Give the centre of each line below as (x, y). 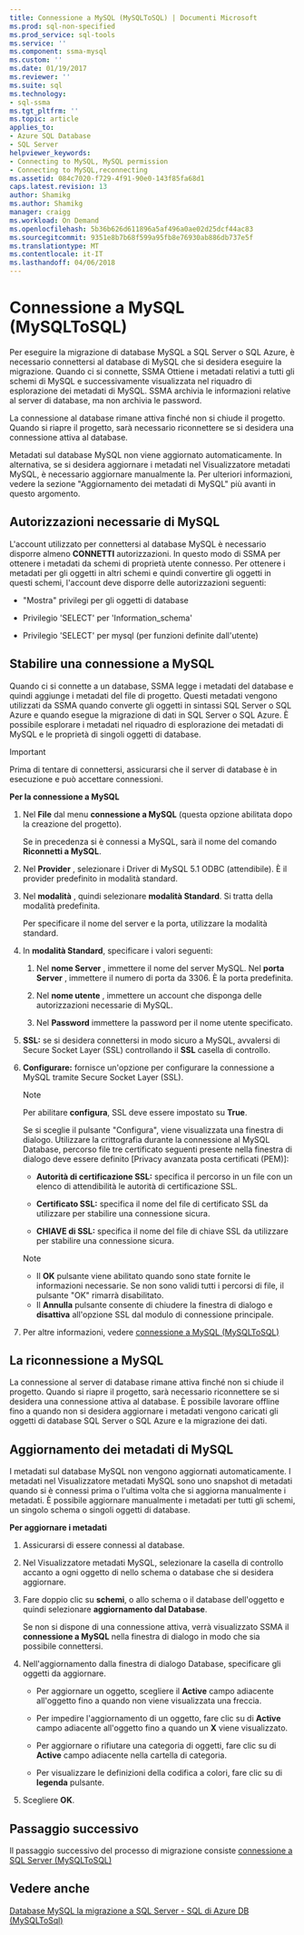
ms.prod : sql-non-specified (63, 26)
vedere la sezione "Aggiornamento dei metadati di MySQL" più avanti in (143, 483)
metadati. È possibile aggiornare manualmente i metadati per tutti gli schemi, (152, 1501)
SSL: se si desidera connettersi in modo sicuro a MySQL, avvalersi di (151, 1040)
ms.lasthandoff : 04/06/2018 (63, 263)
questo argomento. (45, 493)
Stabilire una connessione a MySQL (112, 664)
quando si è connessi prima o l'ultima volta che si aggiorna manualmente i (148, 1491)
